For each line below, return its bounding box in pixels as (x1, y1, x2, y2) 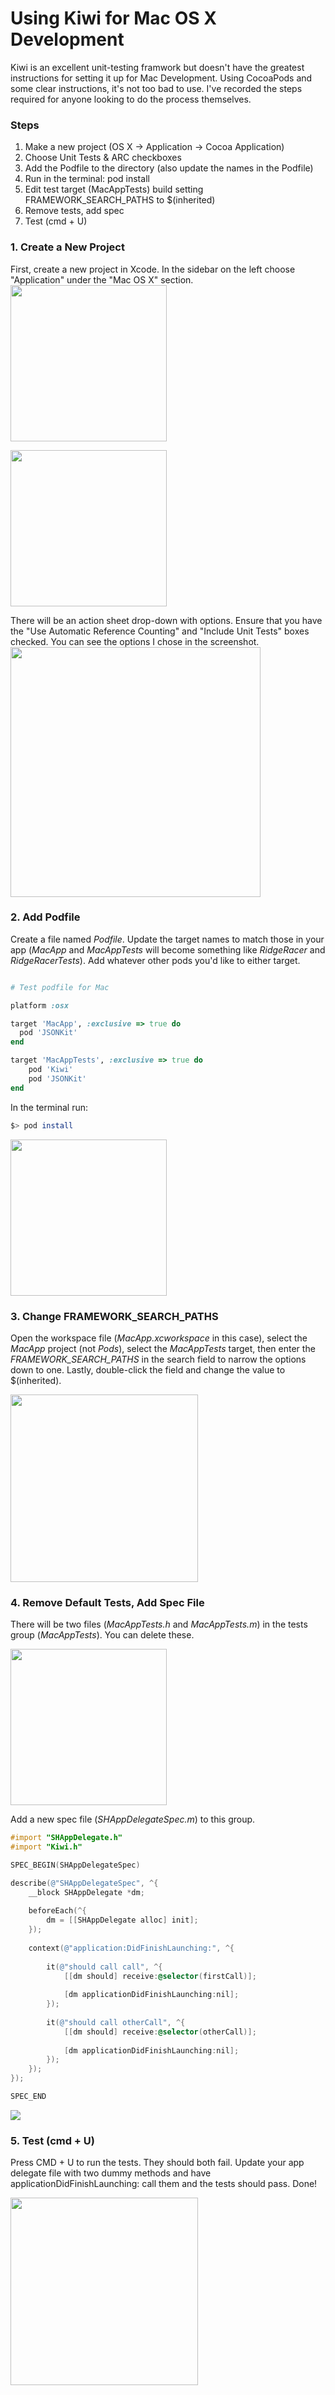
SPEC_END (10, 2092, 47, 2102)
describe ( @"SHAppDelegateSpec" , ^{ (10, 1878, 159, 1888)
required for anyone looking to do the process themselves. (10, 93, 252, 105)
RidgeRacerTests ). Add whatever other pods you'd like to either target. (10, 954, 301, 966)
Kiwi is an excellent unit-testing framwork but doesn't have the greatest (10, 61, 305, 73)
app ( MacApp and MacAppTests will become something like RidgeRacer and (10, 943, 326, 956)
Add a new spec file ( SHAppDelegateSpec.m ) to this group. (10, 1813, 256, 1826)
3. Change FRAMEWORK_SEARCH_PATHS (10, 1309, 219, 1323)
